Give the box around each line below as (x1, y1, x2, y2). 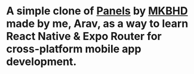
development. (6, 55, 77, 69)
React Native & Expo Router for (6, 30, 162, 43)
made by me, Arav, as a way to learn (6, 17, 189, 30)
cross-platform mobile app (6, 42, 141, 56)
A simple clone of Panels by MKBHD (6, 4, 188, 18)
